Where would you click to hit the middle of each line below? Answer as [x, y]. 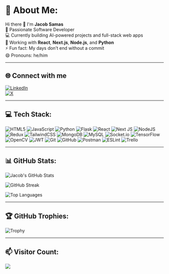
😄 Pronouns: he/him [26, 55]
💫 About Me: [32, 10]
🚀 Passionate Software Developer [40, 29]
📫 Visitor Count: [32, 252]
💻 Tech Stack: [28, 114]
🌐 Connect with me [36, 76]
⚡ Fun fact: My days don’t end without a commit [55, 48]
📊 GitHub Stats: [31, 161]
